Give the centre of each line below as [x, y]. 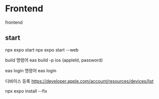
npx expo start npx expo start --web [42, 49]
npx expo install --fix [26, 91]
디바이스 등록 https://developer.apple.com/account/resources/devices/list [79, 81]
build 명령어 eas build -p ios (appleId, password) [54, 60]
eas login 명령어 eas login [31, 70]
